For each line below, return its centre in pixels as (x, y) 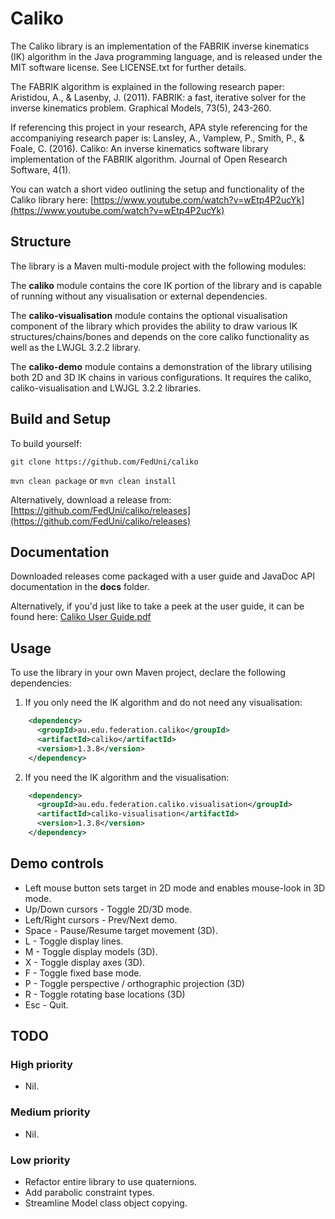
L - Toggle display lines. (74, 941)
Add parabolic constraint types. (89, 1193)
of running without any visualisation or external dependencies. (139, 296)
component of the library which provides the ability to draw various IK (154, 326)
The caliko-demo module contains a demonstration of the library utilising (161, 366)
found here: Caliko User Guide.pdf (81, 617)
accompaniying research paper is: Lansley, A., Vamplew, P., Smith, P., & (157, 138)
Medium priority (50, 1112)
